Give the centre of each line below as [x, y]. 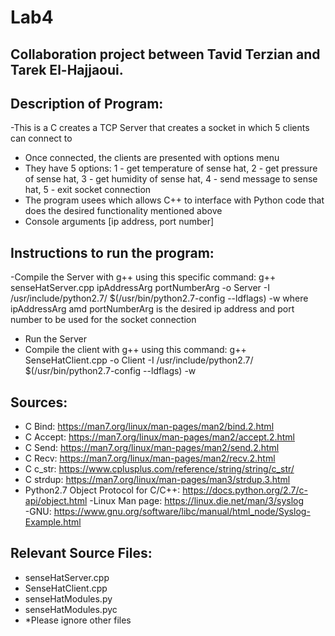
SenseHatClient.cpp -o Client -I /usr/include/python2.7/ [139, 360]
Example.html [53, 522]
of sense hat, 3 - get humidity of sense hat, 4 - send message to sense [171, 179]
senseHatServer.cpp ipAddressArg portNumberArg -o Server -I [140, 288]
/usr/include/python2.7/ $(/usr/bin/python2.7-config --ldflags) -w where [159, 298]
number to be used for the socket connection [103, 320]
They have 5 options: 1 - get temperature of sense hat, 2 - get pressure [171, 168]
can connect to [41, 138]
